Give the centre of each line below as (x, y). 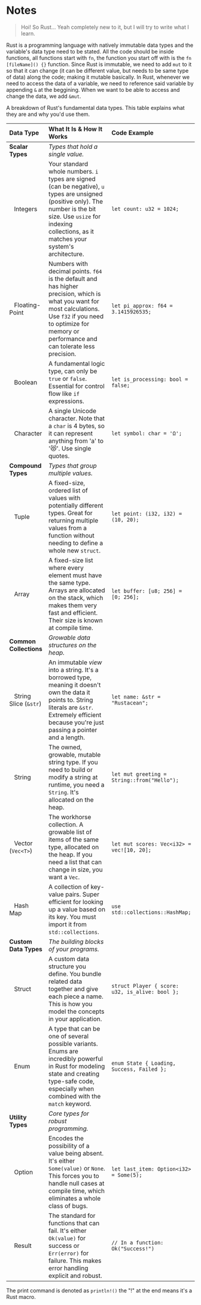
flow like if (64, 393)
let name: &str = (136, 697)
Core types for (69, 1113)
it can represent (71, 433)
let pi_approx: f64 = (142, 306)
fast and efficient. (73, 613)
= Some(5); (127, 1175)
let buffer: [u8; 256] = (147, 591)
